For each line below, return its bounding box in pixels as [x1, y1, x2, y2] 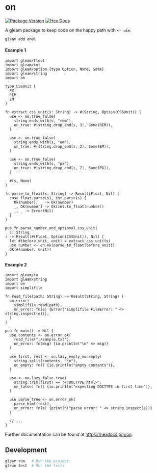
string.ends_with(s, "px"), [14, 161, 71, 166]
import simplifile [5, 286, 43, 290]
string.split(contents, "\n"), [14, 359, 78, 364]
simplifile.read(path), [14, 303, 63, 308]
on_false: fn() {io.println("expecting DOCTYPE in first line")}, [14, 384, 153, 389]
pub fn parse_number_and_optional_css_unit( [5, 226, 98, 231]
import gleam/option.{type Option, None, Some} [5, 67, 105, 72]
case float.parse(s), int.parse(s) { [9, 196, 87, 201]
